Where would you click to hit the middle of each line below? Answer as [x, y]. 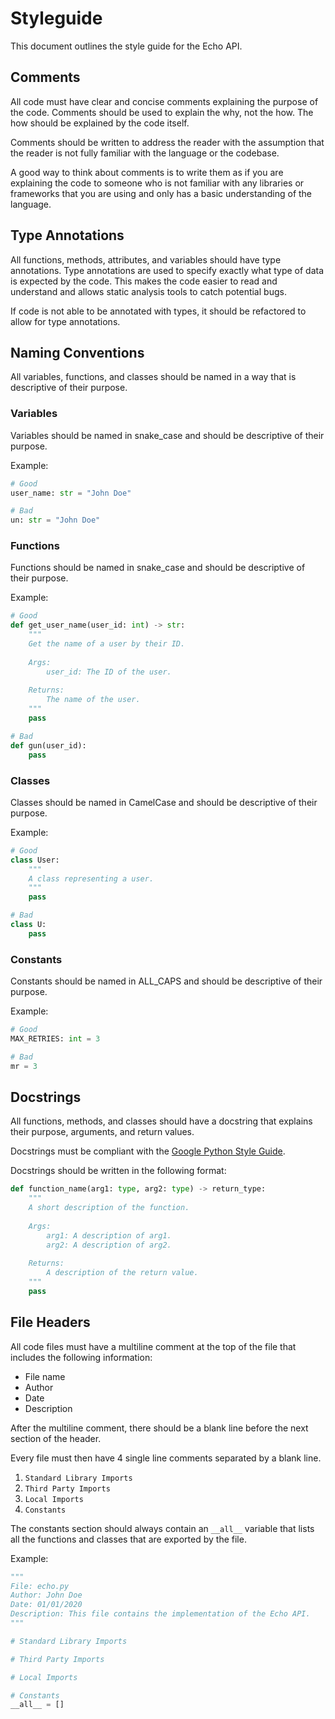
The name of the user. [93, 700]
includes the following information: [81, 1357]
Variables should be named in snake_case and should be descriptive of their [167, 435]
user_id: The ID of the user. [109, 672]
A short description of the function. [109, 1208]
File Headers [50, 1322]
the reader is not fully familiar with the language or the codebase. [145, 153]
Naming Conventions [77, 352]
